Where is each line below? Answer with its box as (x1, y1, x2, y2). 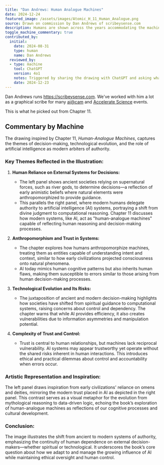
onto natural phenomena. (19, 260, 70, 266)
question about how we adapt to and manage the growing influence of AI (5, 449, 152, 455)
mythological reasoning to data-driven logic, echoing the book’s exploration (5, 400, 157, 406)
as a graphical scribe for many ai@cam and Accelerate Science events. (5, 99, 148, 104)
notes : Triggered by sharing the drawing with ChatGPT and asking (14, 76, 152, 80)
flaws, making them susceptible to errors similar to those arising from (19, 271, 159, 277)
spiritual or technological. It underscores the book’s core (41, 444, 155, 450)
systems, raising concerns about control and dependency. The (19, 305, 145, 311)
